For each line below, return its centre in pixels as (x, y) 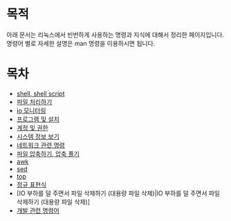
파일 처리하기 (34, 102)
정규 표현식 (31, 184)
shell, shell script (40, 94)
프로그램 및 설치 (38, 119)
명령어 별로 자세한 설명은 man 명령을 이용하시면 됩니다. (81, 43)
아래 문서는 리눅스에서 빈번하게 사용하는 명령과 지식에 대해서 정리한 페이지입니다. (115, 35)
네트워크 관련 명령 (40, 145)
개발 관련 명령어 (38, 210)
